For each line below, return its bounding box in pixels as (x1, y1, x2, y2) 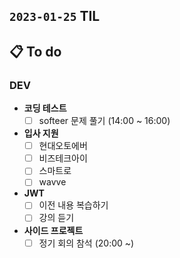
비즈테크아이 (38, 152, 88, 164)
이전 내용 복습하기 (38, 199, 109, 211)
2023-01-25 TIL (9, 8, 101, 25)
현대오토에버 (38, 140, 88, 152)
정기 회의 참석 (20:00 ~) (38, 237, 135, 249)
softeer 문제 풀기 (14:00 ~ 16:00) (38, 115, 171, 127)
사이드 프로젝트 (23, 224, 84, 236)
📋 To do (9, 43, 62, 60)
